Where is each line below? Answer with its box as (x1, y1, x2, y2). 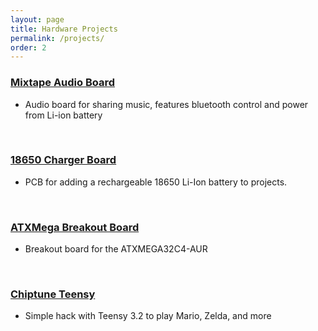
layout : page (10, 14, 65, 25)
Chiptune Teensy (10, 287, 96, 301)
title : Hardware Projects (10, 24, 118, 34)
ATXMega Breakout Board (10, 220, 140, 234)
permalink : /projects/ (10, 33, 105, 43)
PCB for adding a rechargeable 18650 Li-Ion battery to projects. (24, 176, 288, 188)
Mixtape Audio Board (10, 76, 116, 90)
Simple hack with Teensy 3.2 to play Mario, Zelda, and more (24, 310, 272, 322)
